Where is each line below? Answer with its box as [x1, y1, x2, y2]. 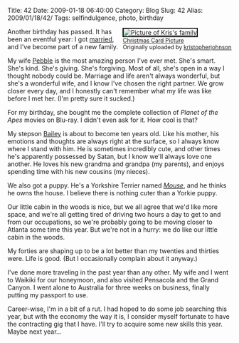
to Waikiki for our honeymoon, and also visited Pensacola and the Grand [7, 276, 219, 284]
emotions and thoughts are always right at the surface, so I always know [7, 137, 220, 145]
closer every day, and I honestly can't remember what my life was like [7, 87, 212, 95]
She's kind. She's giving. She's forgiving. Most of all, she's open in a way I [7, 64, 225, 72]
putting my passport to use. [7, 291, 89, 299]
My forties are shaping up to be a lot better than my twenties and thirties [7, 247, 219, 255]
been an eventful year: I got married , [7, 35, 115, 43]
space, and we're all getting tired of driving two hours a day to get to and [7, 210, 221, 218]
